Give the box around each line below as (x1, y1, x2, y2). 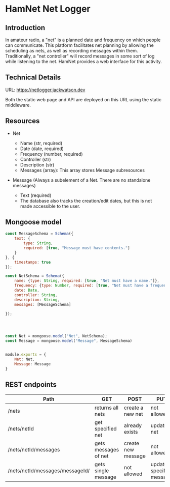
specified (94, 425, 117, 432)
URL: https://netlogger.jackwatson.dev (5, 87, 86, 93)
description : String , (14, 297, 60, 302)
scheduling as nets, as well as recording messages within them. (5, 48, 138, 53)
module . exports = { (5, 352, 47, 357)
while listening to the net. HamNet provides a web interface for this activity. (5, 59, 162, 64)
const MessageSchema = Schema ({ (5, 231, 73, 237)
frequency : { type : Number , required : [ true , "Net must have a (14, 283, 148, 288)
